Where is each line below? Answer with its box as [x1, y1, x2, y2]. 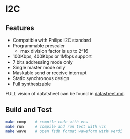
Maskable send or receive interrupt [12, 70, 87, 76]
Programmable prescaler [12, 43, 66, 49]
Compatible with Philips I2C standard [12, 37, 91, 43]
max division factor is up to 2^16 [20, 48, 89, 54]
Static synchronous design [12, 75, 70, 81]
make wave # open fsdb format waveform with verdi [5, 129, 123, 134]
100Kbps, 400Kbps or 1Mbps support [12, 53, 92, 59]
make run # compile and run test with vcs [5, 124, 106, 129]
